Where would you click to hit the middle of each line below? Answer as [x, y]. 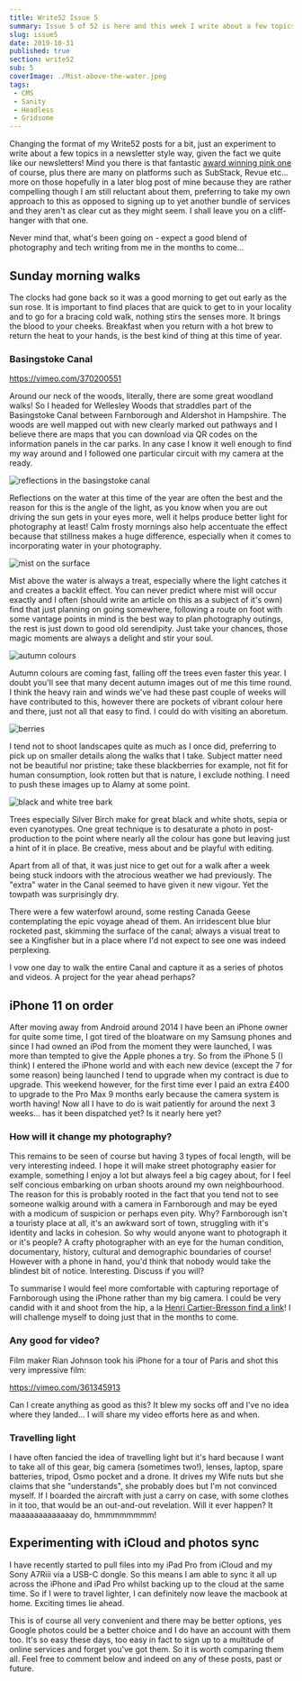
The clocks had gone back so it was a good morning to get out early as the [148, 297]
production [30, 839]
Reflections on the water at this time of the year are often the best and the [146, 498]
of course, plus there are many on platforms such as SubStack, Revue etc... [149, 173]
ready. [21, 463]
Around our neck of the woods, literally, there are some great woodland [142, 396]
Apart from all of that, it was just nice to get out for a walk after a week [140, 866]
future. [22, 1668]
